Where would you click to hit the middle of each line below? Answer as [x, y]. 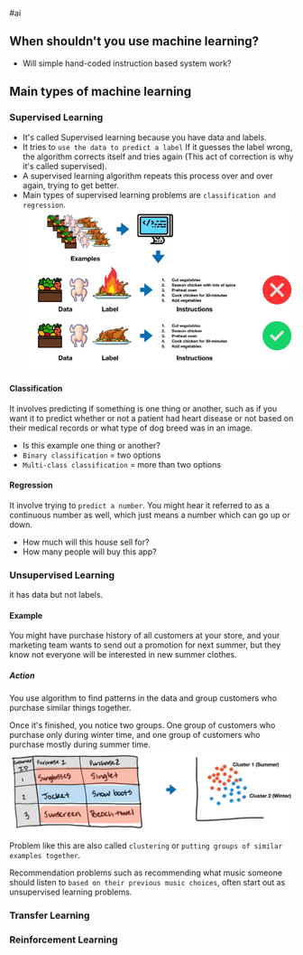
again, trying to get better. [71, 185]
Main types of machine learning [101, 92]
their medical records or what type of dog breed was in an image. [131, 428]
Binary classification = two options [92, 455]
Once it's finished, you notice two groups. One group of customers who [142, 725]
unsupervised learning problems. [71, 892]
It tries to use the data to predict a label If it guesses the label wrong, [157, 147]
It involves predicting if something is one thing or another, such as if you [143, 408]
